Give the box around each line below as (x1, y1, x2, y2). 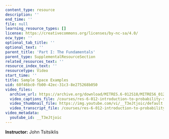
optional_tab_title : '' (5, 40, 55, 45)
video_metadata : (5, 110, 39, 116)
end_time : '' (5, 17, 33, 22)
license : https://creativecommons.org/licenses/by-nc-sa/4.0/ (5, 31, 138, 36)
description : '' (5, 12, 39, 17)
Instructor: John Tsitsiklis (5, 129, 59, 135)
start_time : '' (5, 73, 37, 78)
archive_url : (10, 92, 37, 97)
